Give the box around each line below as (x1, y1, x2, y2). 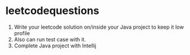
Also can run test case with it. (14, 36, 86, 43)
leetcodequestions (5, 4, 99, 18)
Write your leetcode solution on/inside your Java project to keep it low (14, 23, 184, 30)
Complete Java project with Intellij (14, 42, 96, 49)
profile (14, 29, 30, 36)
